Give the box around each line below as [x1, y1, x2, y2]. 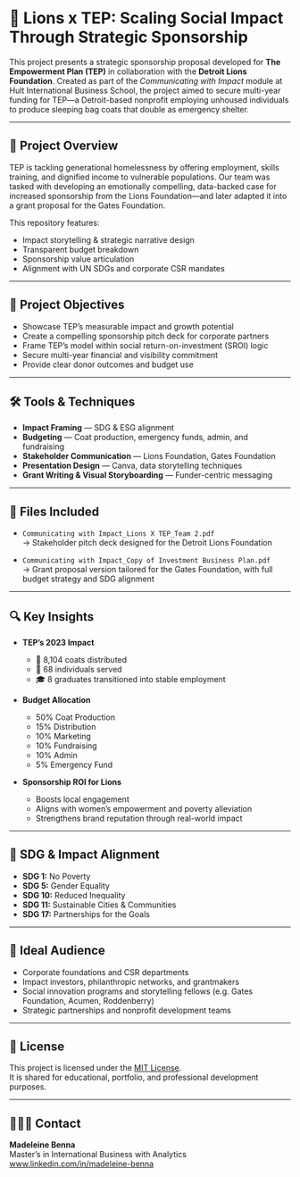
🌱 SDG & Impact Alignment [9, 847, 161, 863]
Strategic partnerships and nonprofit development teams [21, 1005, 232, 1015]
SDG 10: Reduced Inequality [21, 889, 126, 900]
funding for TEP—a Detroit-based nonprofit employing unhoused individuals [9, 94, 289, 105]
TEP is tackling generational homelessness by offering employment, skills [9, 162, 279, 172]
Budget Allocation [21, 695, 91, 705]
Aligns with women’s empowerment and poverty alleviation [35, 804, 253, 814]
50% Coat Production [35, 712, 116, 722]
